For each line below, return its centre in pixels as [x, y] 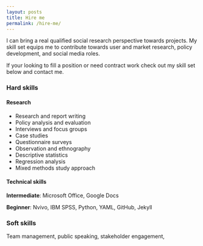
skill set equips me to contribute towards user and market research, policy [99, 47]
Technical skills [27, 182]
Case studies [32, 136]
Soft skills [21, 223]
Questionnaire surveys [43, 142]
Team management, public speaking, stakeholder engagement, [86, 236]
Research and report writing [50, 116]
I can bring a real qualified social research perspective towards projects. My [102, 41]
